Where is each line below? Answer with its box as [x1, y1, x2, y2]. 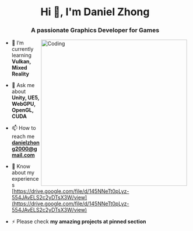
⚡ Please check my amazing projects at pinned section [11, 218, 146, 225]
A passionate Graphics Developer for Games [31, 26, 159, 35]
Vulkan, [11, 58, 31, 65]
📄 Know [11, 163, 31, 170]
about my [11, 169, 35, 176]
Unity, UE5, [11, 94, 40, 101]
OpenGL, [11, 106, 34, 113]
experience [11, 175, 39, 182]
